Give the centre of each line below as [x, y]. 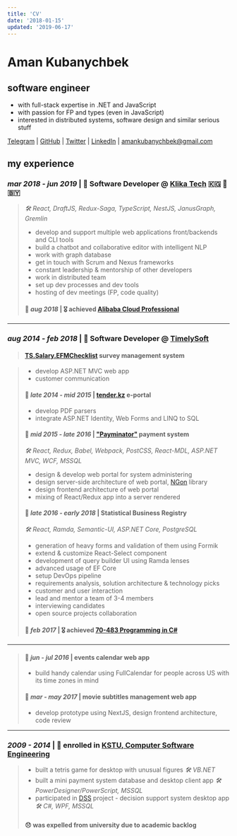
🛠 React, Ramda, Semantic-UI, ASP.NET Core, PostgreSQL [111, 529]
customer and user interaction [79, 591]
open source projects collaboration [86, 613]
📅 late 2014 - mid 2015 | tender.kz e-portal [88, 395]
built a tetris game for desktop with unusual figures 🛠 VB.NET [125, 770]
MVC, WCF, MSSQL [53, 460]
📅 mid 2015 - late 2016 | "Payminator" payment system [107, 434]
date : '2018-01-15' [36, 21]
